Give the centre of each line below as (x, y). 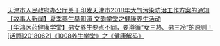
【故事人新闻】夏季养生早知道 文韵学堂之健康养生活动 (84, 19)
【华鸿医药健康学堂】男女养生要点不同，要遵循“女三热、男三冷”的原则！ (110, 27)
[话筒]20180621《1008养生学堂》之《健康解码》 (76, 36)
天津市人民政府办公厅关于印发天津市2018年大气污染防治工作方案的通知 (108, 10)
